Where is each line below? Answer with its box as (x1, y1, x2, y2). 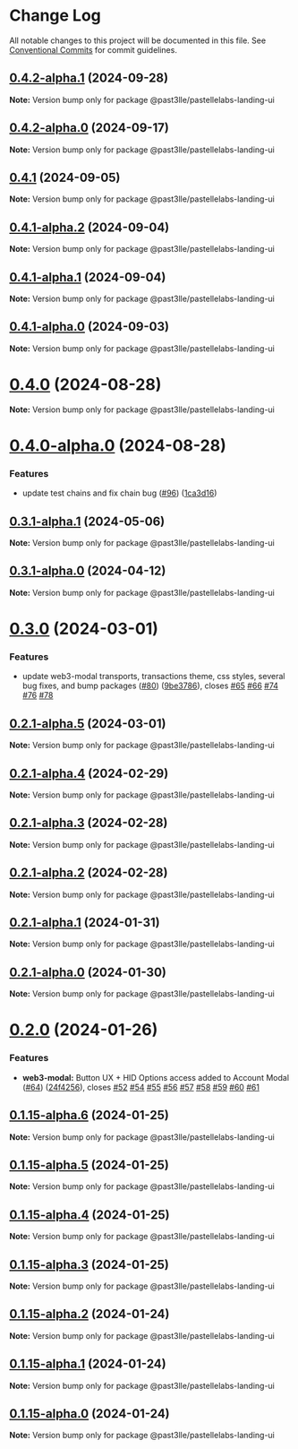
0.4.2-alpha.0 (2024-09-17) (9, 120, 170, 135)
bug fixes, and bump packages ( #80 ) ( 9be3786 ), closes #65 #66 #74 (21, 680, 279, 691)
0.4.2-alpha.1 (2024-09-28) (9, 71, 168, 86)
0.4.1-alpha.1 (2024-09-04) (9, 270, 166, 285)
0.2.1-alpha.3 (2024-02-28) (9, 815, 168, 831)
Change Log (9, 5, 101, 26)
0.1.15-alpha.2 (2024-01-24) (9, 1307, 170, 1322)
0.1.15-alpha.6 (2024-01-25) (9, 1108, 170, 1123)
